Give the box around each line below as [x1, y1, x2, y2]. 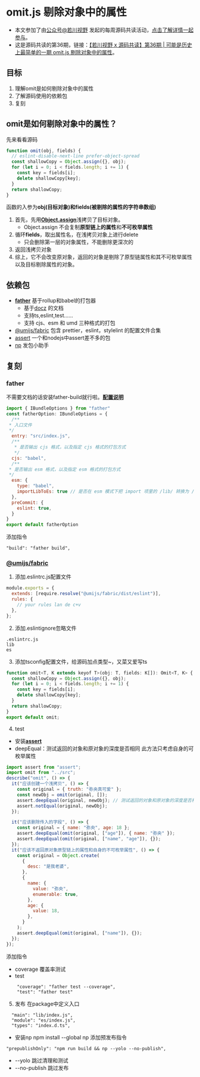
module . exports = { [6, 585, 55, 591]
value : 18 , [32, 908, 60, 914]
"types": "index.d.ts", [11, 1022, 70, 1029]
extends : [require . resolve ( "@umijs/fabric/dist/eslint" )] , [11, 591, 161, 597]
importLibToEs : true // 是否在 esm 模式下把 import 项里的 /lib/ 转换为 [17, 488, 189, 495]
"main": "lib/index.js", [11, 1012, 73, 1018]
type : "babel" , [17, 483, 55, 489]
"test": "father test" [17, 989, 73, 995]
